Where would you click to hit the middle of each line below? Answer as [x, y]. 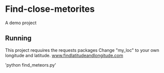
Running [19, 38]
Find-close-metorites [50, 9]
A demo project [21, 23]
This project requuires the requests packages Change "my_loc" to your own [82, 50]
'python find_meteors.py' [31, 65]
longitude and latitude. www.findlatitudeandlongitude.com [64, 55]
